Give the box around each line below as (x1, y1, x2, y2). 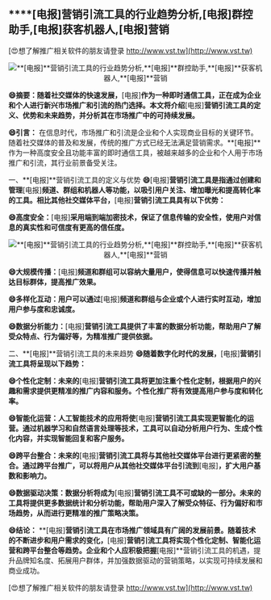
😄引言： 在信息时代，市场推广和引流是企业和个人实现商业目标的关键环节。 (8, 128, 258, 137)
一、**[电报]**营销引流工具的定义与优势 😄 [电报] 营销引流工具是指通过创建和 (8, 174, 262, 184)
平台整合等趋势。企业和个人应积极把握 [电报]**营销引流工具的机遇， (29, 545, 254, 555)
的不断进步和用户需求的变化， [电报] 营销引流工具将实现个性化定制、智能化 (8, 535, 254, 545)
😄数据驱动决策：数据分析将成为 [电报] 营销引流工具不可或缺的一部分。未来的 (8, 488, 261, 497)
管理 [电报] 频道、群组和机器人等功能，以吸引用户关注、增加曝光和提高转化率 (8, 185, 261, 195)
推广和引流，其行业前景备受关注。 (8, 157, 122, 167)
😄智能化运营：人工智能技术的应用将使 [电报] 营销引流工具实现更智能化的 (8, 413, 248, 422)
